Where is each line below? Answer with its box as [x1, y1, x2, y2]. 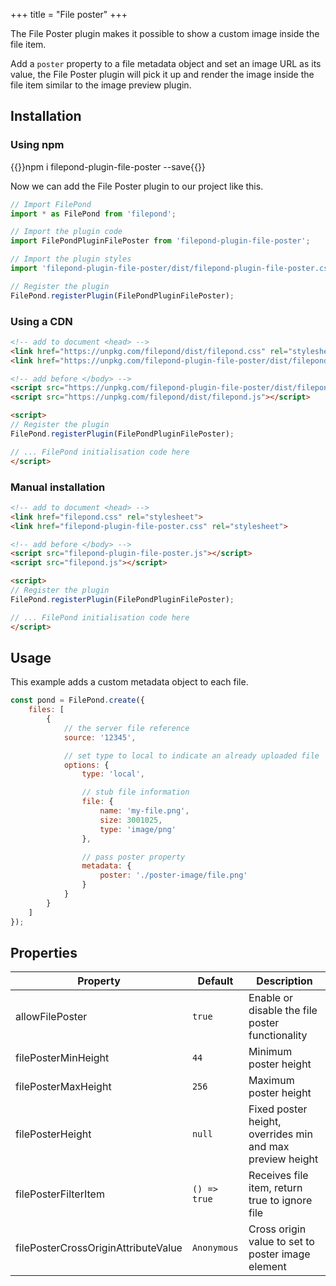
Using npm [10, 138, 65, 152]
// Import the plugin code [10, 227, 123, 237]
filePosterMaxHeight [15, 1080, 112, 1094]
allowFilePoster [15, 1010, 88, 1024]
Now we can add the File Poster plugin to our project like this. [10, 180, 264, 192]
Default [197, 974, 234, 988]
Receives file [248, 1169, 309, 1183]
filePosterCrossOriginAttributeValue [15, 1241, 183, 1255]
